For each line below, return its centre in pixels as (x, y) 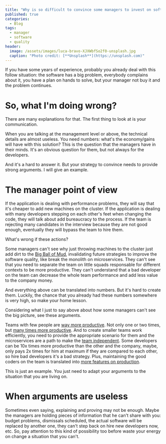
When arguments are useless (67, 397)
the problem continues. (29, 86)
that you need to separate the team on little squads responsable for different (83, 265)
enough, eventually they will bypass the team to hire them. (64, 230)
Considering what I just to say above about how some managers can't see (81, 310)
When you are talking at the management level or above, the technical (76, 134)
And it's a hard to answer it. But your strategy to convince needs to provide (82, 165)
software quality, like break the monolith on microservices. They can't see (80, 260)
